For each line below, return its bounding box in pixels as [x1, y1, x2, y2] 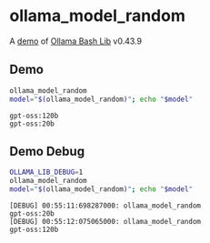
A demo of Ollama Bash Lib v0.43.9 [9, 35, 143, 46]
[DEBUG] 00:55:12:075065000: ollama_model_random [9, 217, 202, 226]
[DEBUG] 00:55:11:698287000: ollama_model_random [9, 201, 202, 210]
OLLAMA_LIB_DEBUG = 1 [9, 167, 84, 177]
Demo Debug [9, 143, 85, 159]
